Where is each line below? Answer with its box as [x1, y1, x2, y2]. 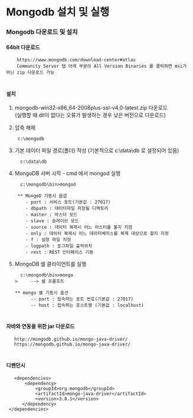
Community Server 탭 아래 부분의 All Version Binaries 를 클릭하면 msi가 [17, 63, 187, 70]
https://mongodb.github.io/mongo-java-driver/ [14, 341, 131, 347]
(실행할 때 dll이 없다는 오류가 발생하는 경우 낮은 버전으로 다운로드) [14, 111, 166, 119]
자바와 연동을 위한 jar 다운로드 [6, 322, 75, 330]
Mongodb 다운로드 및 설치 [6, 28, 78, 36]
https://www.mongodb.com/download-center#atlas [17, 57, 136, 63]
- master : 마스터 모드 [25, 212, 78, 218]
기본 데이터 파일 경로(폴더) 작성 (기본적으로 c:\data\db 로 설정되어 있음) [14, 147, 179, 154]
